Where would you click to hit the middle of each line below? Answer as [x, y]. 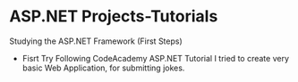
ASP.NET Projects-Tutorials [114, 16]
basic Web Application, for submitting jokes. [103, 68]
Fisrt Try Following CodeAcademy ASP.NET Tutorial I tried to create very [155, 58]
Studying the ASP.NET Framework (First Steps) [96, 41]
